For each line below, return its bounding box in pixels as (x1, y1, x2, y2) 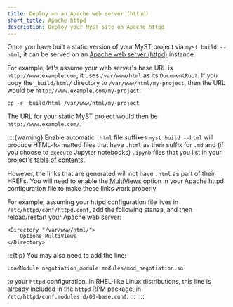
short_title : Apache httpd (7, 17, 86, 24)
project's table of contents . (7, 156, 86, 164)
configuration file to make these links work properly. (7, 184, 158, 193)
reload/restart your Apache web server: (7, 213, 121, 222)
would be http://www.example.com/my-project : (7, 86, 142, 95)
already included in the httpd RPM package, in (7, 284, 142, 293)
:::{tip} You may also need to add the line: (7, 251, 127, 260)
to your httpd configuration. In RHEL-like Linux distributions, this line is (7, 277, 212, 286)
